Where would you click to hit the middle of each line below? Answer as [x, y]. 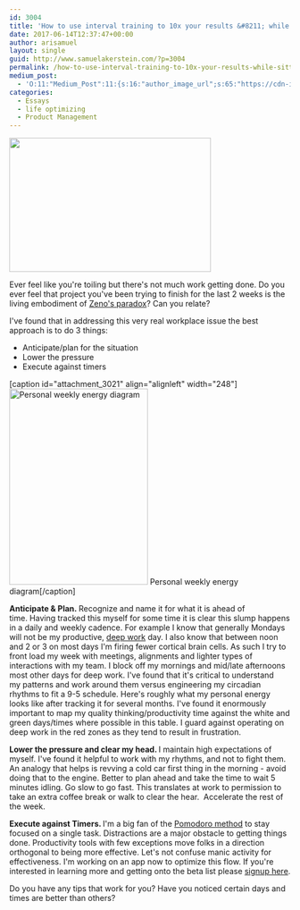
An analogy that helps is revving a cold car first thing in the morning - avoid [148, 769]
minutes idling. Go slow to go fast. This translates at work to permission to [146, 788]
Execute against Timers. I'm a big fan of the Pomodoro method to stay [140, 824]
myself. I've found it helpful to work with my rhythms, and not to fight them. [148, 759]
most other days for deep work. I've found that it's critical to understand [142, 675]
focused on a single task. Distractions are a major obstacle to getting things [148, 833]
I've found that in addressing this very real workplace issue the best [134, 321]
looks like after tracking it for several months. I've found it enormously [138, 704]
